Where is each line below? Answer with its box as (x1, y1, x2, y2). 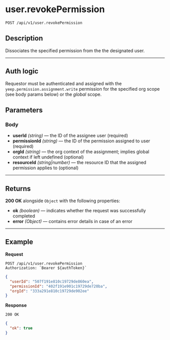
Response (5, 303, 27, 309)
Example (5, 238, 33, 246)
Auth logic (5, 67, 39, 75)
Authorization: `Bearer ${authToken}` (5, 265, 87, 271)
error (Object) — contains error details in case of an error (12, 218, 133, 224)
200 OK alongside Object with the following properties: (5, 198, 120, 204)
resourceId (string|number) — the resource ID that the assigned (12, 160, 147, 166)
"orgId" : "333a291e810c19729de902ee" (10, 288, 90, 293)
